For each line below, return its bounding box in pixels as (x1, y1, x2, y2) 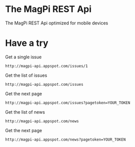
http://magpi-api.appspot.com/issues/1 (5, 63, 88, 68)
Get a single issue (5, 54, 42, 60)
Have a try (5, 37, 49, 49)
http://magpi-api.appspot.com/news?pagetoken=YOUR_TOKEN (5, 137, 126, 142)
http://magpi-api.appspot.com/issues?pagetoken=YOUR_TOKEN (5, 100, 131, 105)
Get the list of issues (5, 72, 47, 78)
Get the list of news (5, 109, 45, 115)
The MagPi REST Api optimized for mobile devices (5, 20, 109, 26)
